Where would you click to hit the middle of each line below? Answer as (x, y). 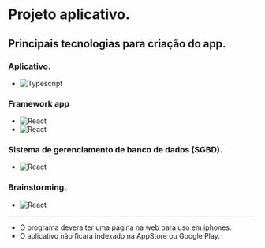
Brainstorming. (37, 187)
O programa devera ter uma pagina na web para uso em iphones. (125, 227)
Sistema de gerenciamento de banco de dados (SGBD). (116, 150)
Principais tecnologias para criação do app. (117, 44)
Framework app (39, 103)
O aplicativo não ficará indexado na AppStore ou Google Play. (120, 235)
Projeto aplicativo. (69, 15)
